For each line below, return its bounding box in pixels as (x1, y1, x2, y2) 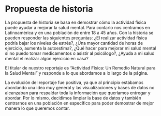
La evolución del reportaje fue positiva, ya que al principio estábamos (5, 79, 144, 85)
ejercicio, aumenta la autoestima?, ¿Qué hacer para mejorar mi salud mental (5, 45, 156, 51)
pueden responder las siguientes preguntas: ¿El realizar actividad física (5, 35, 147, 41)
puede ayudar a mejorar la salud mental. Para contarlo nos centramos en (5, 24, 150, 30)
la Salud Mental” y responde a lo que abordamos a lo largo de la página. (5, 70, 148, 76)
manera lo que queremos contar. (5, 105, 70, 111)
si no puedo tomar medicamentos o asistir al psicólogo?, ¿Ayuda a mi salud (5, 50, 155, 56)
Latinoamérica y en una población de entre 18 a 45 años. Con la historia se (5, 30, 154, 35)
